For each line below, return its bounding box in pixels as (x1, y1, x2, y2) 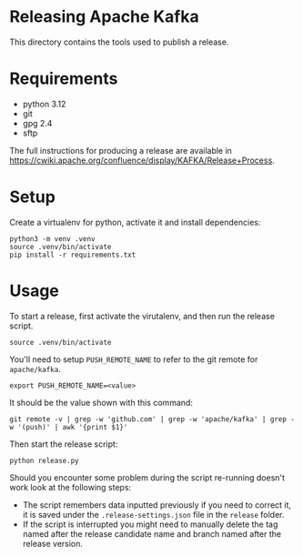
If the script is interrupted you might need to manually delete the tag (22, 519, 278, 530)
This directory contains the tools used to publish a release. (9, 36, 229, 47)
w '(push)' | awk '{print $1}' (9, 422, 128, 431)
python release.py (9, 456, 79, 465)
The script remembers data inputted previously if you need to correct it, (22, 499, 292, 511)
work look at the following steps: (9, 481, 132, 492)
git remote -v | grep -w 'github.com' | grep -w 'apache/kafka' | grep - (9, 414, 296, 424)
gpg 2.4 (22, 117, 53, 128)
